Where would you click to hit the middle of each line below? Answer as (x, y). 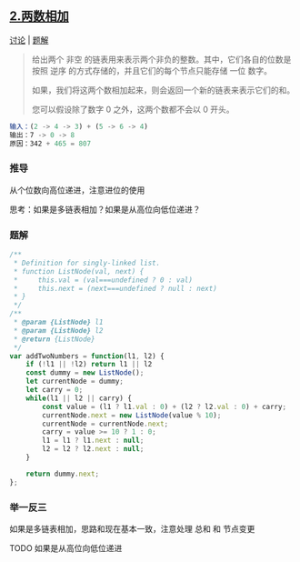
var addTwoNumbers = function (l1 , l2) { (87, 356)
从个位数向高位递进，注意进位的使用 (77, 190)
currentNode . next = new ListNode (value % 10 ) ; (132, 415)
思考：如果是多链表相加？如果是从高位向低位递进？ (105, 209)
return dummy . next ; (63, 474)
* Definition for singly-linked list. (87, 263)
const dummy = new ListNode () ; (85, 373)
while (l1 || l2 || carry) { (79, 398)
